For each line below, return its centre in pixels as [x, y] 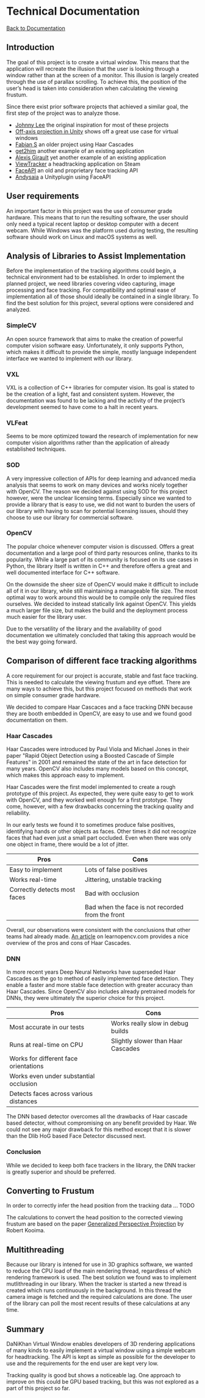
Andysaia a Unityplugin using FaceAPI [63, 177]
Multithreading [35, 1250]
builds [120, 1031]
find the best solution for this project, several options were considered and [100, 303]
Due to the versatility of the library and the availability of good [84, 629]
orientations [27, 1067]
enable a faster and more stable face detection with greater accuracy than [100, 985]
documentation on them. [37, 720]
